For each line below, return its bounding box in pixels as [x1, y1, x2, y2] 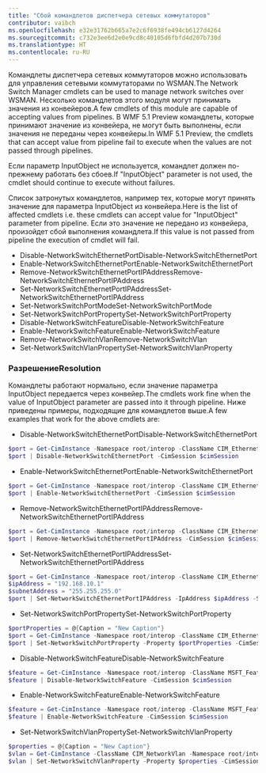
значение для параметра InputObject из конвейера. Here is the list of [8, 202, 238, 210]
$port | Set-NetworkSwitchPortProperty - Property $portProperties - [8, 638, 239, 647]
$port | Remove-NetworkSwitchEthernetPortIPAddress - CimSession [8, 535, 225, 543]
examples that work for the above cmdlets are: [8, 415, 160, 424]
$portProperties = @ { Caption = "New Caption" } [8, 624, 165, 633]
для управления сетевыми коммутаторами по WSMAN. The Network [8, 78, 239, 88]
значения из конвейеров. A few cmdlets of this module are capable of [8, 104, 238, 113]
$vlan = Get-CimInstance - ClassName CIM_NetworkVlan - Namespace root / [8, 750, 246, 758]
